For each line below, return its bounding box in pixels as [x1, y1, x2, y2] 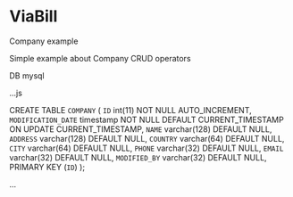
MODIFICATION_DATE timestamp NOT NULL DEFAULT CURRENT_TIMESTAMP [9, 114, 284, 125]
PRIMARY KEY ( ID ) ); [9, 161, 86, 172]
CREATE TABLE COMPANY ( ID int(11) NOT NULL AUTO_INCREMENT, [9, 104, 252, 115]
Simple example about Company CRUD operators [9, 53, 191, 63]
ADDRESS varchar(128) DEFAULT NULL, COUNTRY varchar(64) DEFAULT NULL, [9, 133, 285, 144]
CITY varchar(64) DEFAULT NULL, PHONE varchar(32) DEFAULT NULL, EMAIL [9, 143, 284, 153]
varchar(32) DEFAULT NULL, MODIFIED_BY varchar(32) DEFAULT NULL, [9, 152, 267, 162]
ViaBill [9, 6, 58, 27]
